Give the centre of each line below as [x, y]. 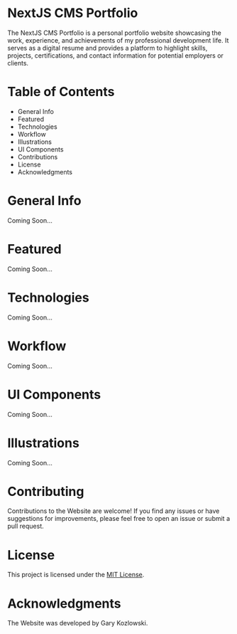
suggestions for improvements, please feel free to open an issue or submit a [119, 519]
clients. [18, 63]
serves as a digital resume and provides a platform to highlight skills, [108, 48]
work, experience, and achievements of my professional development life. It [118, 40]
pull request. [26, 526]
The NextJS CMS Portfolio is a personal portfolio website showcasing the [114, 33]
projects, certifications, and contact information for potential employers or [115, 56]
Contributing [46, 491]
